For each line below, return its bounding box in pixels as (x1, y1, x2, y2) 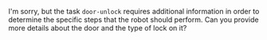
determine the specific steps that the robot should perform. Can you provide (8, 15, 259, 24)
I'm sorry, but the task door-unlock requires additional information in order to (8, 7, 260, 16)
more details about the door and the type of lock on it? (8, 24, 187, 32)
